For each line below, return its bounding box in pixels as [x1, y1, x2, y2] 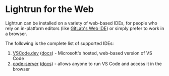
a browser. [5, 30, 27, 36]
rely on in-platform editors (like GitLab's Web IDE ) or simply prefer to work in [5, 25, 164, 31]
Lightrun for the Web [5, 3, 94, 15]
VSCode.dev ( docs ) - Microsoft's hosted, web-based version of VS [12, 50, 152, 56]
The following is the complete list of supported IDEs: [5, 40, 114, 46]
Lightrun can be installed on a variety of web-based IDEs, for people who [5, 20, 157, 26]
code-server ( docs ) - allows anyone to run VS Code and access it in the [12, 60, 162, 66]
